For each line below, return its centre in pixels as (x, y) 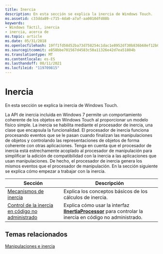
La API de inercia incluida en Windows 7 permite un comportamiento (73, 115)
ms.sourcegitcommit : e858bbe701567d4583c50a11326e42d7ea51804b (70, 50)
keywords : (15, 23)
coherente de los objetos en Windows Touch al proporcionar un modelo (77, 120)
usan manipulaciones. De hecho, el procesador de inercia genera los (73, 161)
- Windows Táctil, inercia (32, 28)
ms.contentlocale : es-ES (30, 59)
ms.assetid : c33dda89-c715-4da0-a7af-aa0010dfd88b (57, 18)
